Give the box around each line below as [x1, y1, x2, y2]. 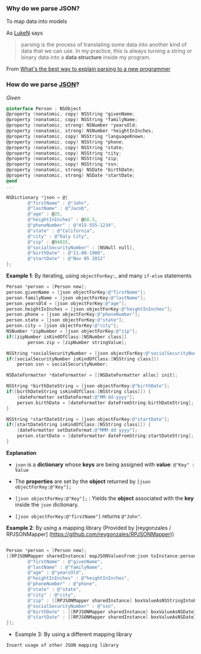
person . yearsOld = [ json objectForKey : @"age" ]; [6, 300, 127, 306]
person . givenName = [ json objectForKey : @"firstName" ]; [6, 289, 146, 295]
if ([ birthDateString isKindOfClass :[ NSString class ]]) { [6, 388, 151, 395]
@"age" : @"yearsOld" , [28, 569, 84, 576]
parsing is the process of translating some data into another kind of [20, 41, 187, 49]
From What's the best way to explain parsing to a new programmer [6, 65, 170, 73]
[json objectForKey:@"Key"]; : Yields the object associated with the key [14, 495, 194, 502]
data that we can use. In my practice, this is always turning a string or [20, 47, 193, 55]
